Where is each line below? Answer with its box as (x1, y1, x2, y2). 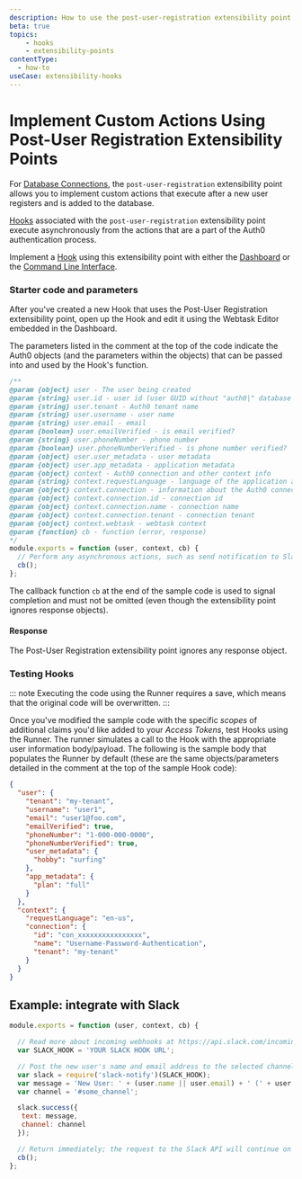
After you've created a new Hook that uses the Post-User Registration (9, 303, 268, 315)
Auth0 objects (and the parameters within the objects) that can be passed (9, 350, 283, 361)
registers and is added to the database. (9, 197, 155, 208)
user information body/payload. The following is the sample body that (9, 744, 267, 755)
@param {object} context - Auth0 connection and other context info (9, 469, 271, 478)
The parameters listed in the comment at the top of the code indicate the (9, 340, 279, 351)
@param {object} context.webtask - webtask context (9, 519, 207, 528)
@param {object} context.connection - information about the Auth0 (9, 486, 268, 495)
